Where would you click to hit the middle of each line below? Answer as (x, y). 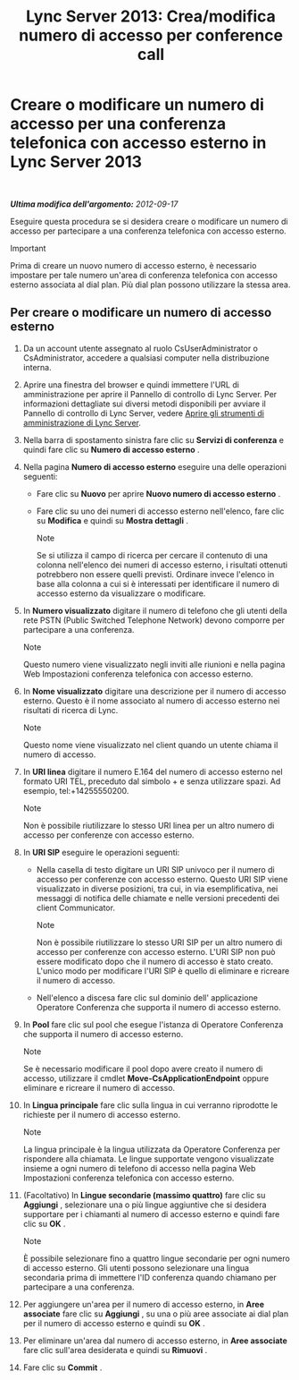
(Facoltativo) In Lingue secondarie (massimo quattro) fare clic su (144, 1195)
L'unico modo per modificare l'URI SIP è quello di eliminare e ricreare (163, 971)
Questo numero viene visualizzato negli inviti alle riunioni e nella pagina (154, 664)
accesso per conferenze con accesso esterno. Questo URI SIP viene (162, 879)
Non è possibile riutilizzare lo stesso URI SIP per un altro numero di (159, 942)
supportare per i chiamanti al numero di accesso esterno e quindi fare (151, 1214)
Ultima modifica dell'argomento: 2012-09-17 (94, 204)
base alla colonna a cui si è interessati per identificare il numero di (158, 584)
